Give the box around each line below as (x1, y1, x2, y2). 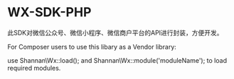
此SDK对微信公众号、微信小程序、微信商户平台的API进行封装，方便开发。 (7, 28, 223, 37)
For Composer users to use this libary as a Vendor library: (7, 42, 176, 51)
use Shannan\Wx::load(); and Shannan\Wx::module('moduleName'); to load (7, 56, 228, 64)
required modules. (7, 63, 61, 72)
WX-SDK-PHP (7, 4, 92, 20)
